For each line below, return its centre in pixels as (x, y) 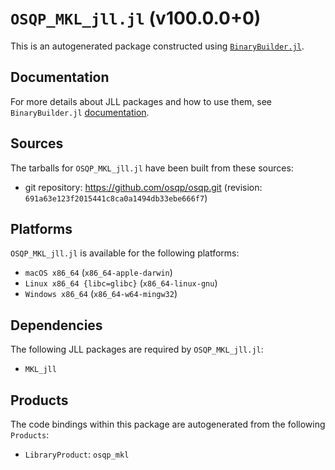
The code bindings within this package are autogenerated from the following (168, 424)
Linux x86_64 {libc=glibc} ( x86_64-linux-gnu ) (121, 283)
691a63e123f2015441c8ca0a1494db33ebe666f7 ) (116, 198)
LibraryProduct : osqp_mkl (77, 454)
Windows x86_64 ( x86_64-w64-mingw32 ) (101, 294)
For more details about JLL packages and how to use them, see (141, 101)
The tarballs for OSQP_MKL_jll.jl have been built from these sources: (152, 168)
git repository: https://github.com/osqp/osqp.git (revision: (143, 187)
